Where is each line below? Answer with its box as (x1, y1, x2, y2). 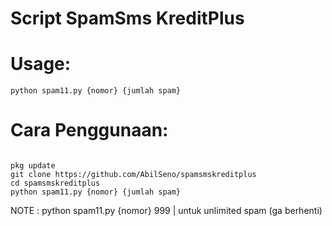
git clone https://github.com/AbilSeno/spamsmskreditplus (10, 170, 257, 180)
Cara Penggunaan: (10, 119, 169, 142)
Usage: (10, 53, 72, 76)
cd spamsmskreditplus (10, 178, 101, 189)
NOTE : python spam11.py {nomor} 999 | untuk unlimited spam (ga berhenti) (10, 205, 323, 217)
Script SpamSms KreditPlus (10, 7, 245, 30)
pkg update (10, 161, 56, 171)
